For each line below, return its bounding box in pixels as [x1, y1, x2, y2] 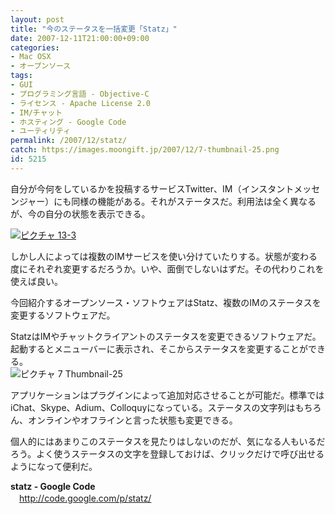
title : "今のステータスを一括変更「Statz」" [10, 24, 178, 34]
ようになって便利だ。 [10, 460, 98, 472]
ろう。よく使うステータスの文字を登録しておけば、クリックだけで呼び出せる [10, 447, 325, 460]
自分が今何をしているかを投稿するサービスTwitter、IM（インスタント [10, 182, 295, 195]
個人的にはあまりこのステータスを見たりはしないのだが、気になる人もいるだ [10, 435, 326, 447]
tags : [10, 71, 33, 81]
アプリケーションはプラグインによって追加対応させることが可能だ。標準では [10, 389, 325, 401]
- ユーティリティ [10, 126, 72, 136]
